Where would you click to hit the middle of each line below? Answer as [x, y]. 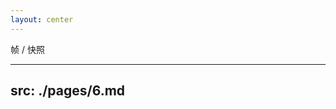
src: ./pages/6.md [68, 91]
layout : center [42, 19]
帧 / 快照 [27, 49]
